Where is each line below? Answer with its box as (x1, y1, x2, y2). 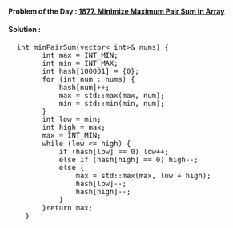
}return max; (42, 203, 94, 212)
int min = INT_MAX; (42, 59, 119, 67)
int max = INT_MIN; (42, 51, 119, 59)
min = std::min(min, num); (58, 99, 165, 108)
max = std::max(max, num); (58, 91, 165, 100)
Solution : (8, 25, 42, 35)
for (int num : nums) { (42, 75, 135, 83)
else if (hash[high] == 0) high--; (58, 155, 199, 164)
